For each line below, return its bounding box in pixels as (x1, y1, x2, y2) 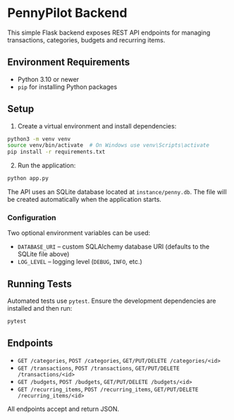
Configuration (7, 212, 56, 222)
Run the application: (17, 161, 76, 170)
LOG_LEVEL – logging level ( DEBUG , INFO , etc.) (17, 258, 142, 266)
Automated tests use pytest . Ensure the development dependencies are (7, 296, 216, 305)
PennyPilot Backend (7, 5, 128, 21)
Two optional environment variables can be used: (7, 229, 150, 237)
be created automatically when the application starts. (7, 196, 162, 204)
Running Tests (7, 277, 72, 290)
